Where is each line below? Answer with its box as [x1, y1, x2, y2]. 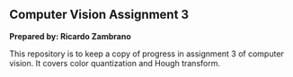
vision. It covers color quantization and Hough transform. [9, 57, 220, 68]
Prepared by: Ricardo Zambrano [9, 30, 132, 41]
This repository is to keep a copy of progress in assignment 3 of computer [9, 48, 285, 59]
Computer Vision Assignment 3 [9, 7, 190, 22]
